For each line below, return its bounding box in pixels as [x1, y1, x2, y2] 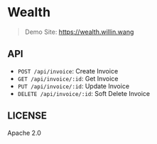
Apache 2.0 [7, 128, 41, 137]
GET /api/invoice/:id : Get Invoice [17, 74, 119, 83]
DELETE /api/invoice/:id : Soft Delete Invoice [17, 89, 151, 97]
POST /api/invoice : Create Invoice [17, 66, 119, 75]
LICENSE [7, 110, 48, 122]
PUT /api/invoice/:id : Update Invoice [17, 82, 130, 90]
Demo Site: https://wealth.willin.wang [24, 28, 134, 36]
